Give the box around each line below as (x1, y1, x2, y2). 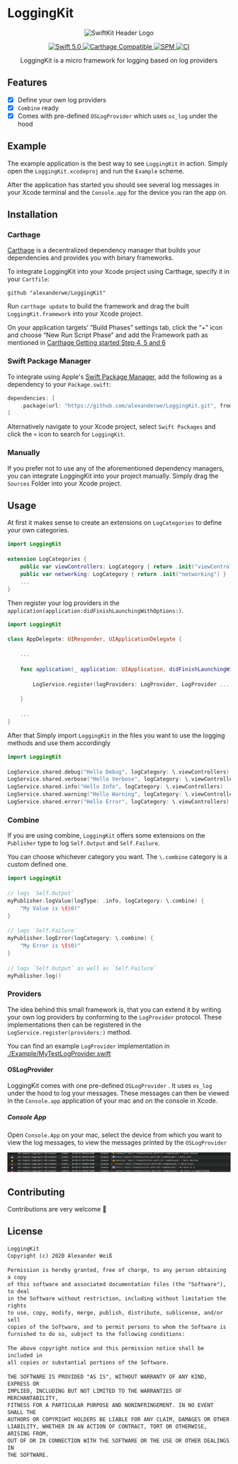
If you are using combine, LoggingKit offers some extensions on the (7, 831, 205, 840)
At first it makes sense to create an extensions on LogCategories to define (7, 518, 222, 527)
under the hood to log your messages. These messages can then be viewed (7, 1089, 229, 1098)
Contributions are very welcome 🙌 (7, 1205, 107, 1214)
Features (7, 77, 47, 89)
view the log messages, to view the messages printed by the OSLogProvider (7, 1138, 227, 1146)
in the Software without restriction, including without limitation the (7, 1295, 227, 1302)
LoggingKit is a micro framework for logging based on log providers (20, 55, 218, 65)
